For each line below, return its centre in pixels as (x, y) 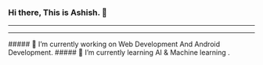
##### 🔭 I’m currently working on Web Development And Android (114, 44)
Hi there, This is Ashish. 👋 (58, 13)
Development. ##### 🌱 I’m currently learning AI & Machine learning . (119, 52)
